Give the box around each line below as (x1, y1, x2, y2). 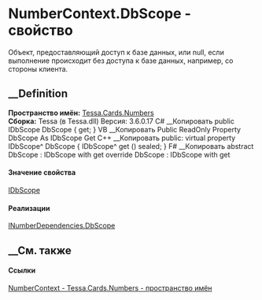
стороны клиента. (8, 64, 68, 73)
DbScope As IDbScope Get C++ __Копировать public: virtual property (8, 133, 236, 143)
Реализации (8, 203, 50, 213)
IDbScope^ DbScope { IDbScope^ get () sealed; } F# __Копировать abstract (8, 141, 254, 150)
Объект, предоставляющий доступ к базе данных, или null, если (8, 47, 224, 57)
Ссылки (8, 265, 36, 276)
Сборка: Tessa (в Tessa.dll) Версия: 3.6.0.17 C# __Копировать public (8, 116, 234, 126)
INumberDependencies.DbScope (8, 221, 116, 231)
